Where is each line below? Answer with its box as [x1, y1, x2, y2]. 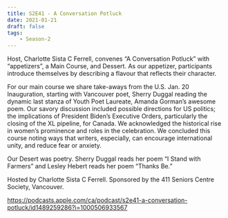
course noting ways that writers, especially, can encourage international [7, 134, 213, 142]
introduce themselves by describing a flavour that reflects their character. [7, 70, 217, 78]
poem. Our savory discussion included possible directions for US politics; [7, 105, 216, 113]
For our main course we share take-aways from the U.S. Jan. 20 [7, 83, 190, 91]
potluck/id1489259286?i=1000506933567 [7, 204, 128, 212]
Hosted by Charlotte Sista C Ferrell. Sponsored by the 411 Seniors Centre [7, 175, 214, 184]
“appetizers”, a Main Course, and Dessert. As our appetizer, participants [7, 62, 213, 70]
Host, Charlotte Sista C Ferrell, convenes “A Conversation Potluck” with [7, 54, 210, 63]
